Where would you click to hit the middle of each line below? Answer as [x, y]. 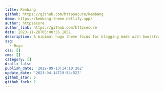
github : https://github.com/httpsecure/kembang [54, 14]
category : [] [18, 59]
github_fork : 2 [20, 82]
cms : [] [13, 55]
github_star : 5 [20, 77]
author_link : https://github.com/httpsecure [51, 28]
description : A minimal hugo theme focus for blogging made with [73, 37]
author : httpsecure [25, 23]
